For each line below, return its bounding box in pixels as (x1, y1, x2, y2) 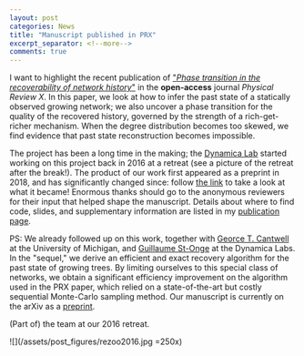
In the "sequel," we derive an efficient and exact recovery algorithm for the (9, 252, 289, 264)
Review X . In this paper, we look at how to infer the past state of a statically (9, 92, 291, 103)
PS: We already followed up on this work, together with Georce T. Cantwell (9, 233, 289, 244)
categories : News (9, 22, 76, 31)
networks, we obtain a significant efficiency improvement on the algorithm (9, 272, 289, 283)
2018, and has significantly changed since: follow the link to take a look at (9, 177, 285, 188)
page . (9, 216, 32, 227)
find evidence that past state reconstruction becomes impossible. (9, 130, 256, 141)
